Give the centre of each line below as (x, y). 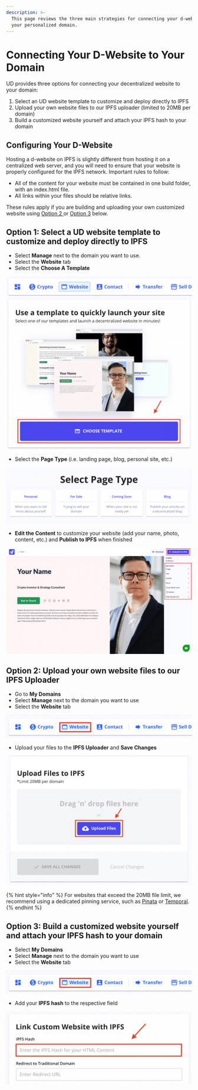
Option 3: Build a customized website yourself (93, 926)
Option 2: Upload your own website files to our (93, 671)
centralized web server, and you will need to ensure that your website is (93, 166)
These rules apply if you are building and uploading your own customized (95, 207)
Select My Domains (39, 950)
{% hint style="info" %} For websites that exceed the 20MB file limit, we (94, 895)
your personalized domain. (44, 25)
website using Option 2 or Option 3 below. (57, 214)
